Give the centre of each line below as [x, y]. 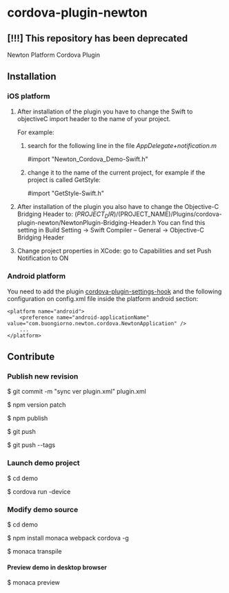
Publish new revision [43, 376]
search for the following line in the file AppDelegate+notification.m [122, 145]
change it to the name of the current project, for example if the [116, 172]
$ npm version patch [37, 405]
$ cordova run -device [39, 491]
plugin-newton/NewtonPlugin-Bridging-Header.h [87, 223]
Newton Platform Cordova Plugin [54, 55]
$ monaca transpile [34, 551]
